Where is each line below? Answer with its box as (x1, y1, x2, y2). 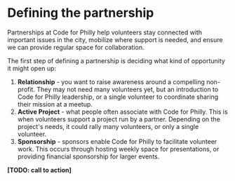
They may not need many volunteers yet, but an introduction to (36, 85, 219, 93)
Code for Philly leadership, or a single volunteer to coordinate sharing (17, 93, 219, 101)
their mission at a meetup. (17, 100, 93, 108)
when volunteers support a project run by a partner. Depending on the (17, 114, 221, 123)
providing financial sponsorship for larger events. (17, 152, 160, 161)
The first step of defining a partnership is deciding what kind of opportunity (7, 56, 226, 65)
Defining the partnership (7, 5, 154, 21)
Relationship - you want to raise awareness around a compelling (17, 77, 206, 86)
